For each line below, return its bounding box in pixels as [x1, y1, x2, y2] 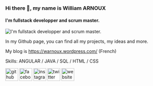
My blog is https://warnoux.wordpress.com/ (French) [5, 48, 117, 54]
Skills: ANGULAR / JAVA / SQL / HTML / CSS [5, 58, 99, 64]
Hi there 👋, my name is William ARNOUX [5, 5, 106, 12]
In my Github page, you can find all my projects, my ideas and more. [5, 38, 149, 45]
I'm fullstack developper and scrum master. [5, 17, 100, 23]
